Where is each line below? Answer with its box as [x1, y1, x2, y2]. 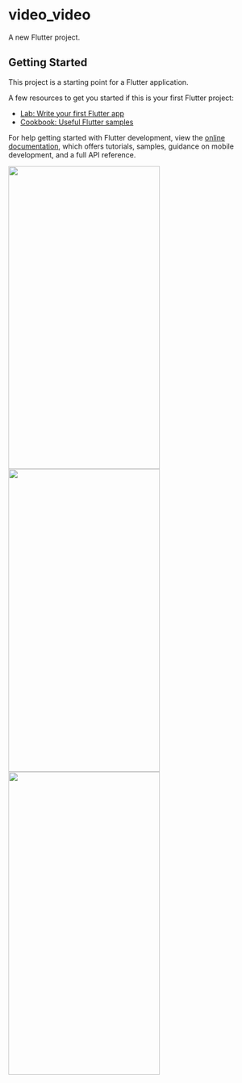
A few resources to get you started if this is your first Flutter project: [8, 93, 234, 103]
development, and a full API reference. [8, 149, 136, 159]
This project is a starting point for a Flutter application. [8, 77, 189, 86]
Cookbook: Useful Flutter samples [19, 117, 134, 127]
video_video [8, 6, 91, 24]
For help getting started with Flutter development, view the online [8, 132, 226, 142]
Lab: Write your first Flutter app [19, 108, 125, 118]
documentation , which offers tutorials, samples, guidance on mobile [8, 141, 234, 151]
